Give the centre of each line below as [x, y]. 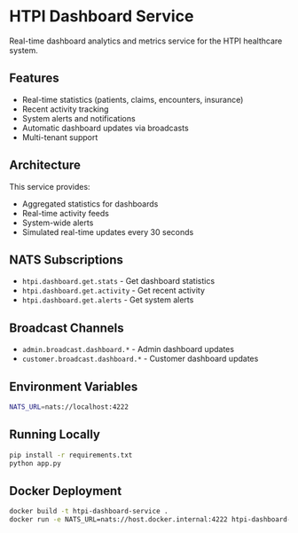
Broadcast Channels [67, 328]
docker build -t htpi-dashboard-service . [89, 512]
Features [34, 78]
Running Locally [55, 435]
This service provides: [50, 186]
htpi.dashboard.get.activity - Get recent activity [114, 291]
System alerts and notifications [78, 118]
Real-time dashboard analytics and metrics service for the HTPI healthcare [146, 41]
